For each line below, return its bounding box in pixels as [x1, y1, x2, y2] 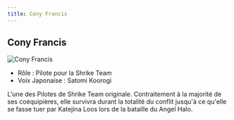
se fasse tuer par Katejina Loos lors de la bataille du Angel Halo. [7, 105, 193, 114]
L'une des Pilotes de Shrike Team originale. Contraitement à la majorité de [7, 90, 222, 99]
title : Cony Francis [7, 10, 68, 18]
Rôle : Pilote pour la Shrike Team [17, 68, 112, 78]
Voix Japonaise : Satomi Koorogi [17, 76, 112, 85]
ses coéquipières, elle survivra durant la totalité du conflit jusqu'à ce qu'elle [7, 97, 227, 106]
